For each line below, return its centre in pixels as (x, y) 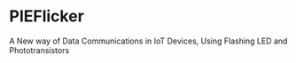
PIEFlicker (47, 16)
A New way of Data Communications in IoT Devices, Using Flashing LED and (148, 41)
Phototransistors (39, 50)
